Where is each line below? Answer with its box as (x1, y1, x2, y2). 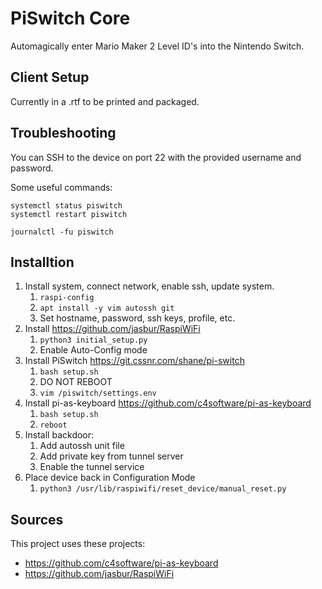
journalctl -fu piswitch (10, 227, 114, 237)
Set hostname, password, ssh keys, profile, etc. (39, 312, 236, 324)
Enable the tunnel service (39, 461, 145, 473)
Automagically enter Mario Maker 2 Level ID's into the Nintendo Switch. (10, 40, 305, 52)
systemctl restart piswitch (10, 209, 128, 219)
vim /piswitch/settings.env (39, 388, 157, 399)
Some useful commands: (10, 181, 113, 193)
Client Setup (10, 69, 90, 86)
